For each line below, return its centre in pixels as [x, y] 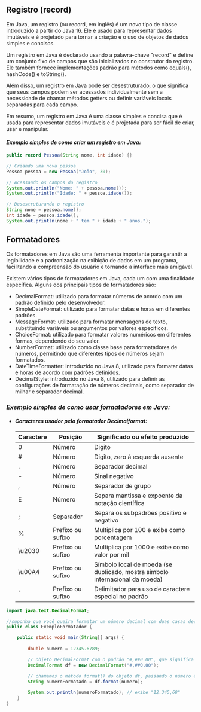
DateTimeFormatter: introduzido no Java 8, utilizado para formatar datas [104, 366]
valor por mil [112, 554]
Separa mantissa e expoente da [138, 496]
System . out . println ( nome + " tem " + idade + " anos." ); [79, 221]
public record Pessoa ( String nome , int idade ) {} [69, 155]
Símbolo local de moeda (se [133, 564]
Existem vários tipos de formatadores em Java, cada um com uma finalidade [100, 278]
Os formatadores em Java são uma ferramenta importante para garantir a [97, 254]
